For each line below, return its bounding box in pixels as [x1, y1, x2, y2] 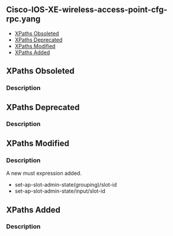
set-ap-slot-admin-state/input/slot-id [14, 187, 105, 195]
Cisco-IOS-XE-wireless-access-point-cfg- [6, 5, 168, 15]
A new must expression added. [6, 169, 82, 177]
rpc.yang [6, 14, 41, 24]
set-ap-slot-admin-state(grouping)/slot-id [14, 181, 117, 188]
